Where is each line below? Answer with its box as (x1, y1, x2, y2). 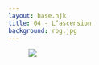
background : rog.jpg (8, 26, 78, 35)
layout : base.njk (8, 11, 67, 20)
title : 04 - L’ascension (8, 19, 92, 27)
